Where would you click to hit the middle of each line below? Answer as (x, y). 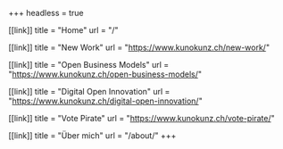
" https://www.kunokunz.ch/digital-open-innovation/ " (105, 101)
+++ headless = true (46, 13)
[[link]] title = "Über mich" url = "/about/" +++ (92, 136)
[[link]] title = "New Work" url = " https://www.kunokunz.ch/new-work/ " (139, 47)
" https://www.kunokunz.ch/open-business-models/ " (105, 74)
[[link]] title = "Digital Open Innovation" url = (89, 91)
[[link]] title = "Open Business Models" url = (89, 65)
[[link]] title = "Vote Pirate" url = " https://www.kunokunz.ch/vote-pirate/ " (142, 118)
